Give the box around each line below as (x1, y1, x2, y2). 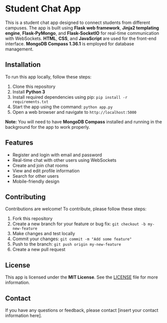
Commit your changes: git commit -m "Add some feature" (12, 236, 132, 242)
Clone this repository (12, 83, 56, 89)
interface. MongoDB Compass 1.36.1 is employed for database (5, 40, 135, 46)
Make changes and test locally (12, 231, 75, 237)
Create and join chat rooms (12, 162, 68, 168)
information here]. (5, 313, 42, 319)
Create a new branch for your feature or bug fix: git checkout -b (12, 221, 146, 227)
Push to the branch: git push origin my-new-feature (12, 241, 121, 247)
